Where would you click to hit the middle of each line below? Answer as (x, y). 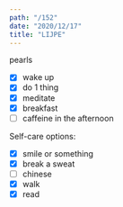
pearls (21, 60)
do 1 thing (40, 87)
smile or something (58, 153)
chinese (37, 174)
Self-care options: (43, 136)
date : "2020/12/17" (46, 26)
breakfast (40, 108)
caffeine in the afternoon (68, 118)
